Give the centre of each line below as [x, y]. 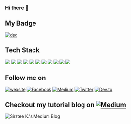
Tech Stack [22, 50]
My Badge [21, 23]
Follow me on [25, 78]
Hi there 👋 [17, 8]
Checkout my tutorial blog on [50, 104]
